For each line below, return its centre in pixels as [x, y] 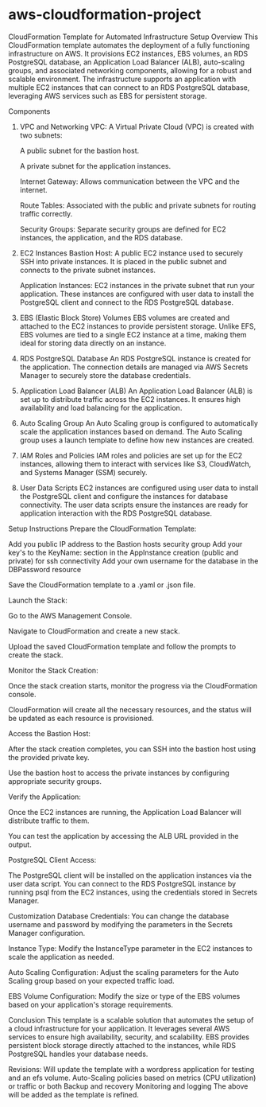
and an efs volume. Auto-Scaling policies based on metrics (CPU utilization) [132, 1078]
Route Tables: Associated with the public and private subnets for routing [138, 205]
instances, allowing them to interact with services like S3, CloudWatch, [135, 464]
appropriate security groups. [55, 781]
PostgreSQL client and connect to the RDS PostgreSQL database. [127, 302]
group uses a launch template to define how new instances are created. [137, 440]
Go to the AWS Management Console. [70, 615]
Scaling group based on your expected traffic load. [91, 980]
